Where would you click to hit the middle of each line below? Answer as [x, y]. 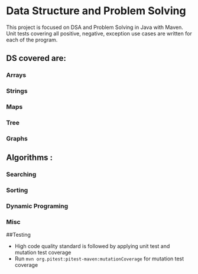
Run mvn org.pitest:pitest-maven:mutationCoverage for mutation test [99, 259]
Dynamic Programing [37, 206]
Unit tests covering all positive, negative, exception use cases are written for [99, 33]
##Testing [19, 235]
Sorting [17, 190]
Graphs [17, 138]
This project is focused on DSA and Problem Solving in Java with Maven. [95, 27]
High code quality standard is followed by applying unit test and [92, 246]
